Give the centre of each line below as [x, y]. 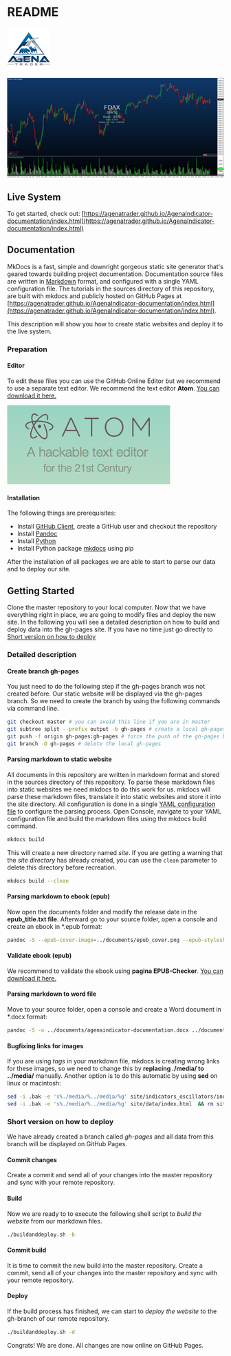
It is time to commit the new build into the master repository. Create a [105, 1265]
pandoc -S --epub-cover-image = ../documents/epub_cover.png [93, 940]
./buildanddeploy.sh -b [41, 1235]
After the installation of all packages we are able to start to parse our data [111, 562]
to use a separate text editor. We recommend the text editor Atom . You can [113, 389]
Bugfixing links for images [45, 1045]
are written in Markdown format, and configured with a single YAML [103, 281]
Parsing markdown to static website [59, 759]
